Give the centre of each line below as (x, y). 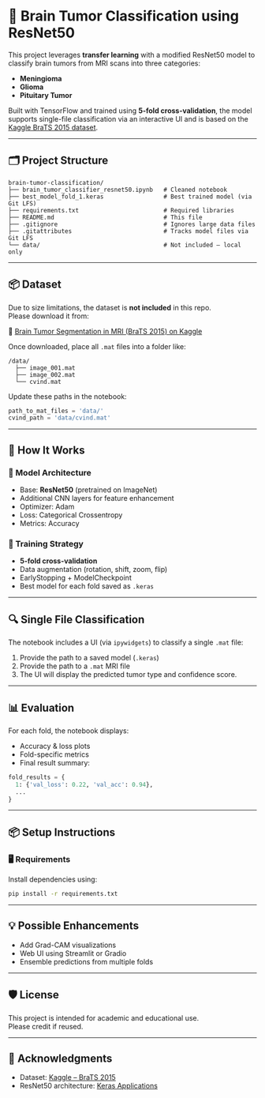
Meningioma (41, 78)
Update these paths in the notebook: (68, 396)
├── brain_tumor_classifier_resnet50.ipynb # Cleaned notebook (118, 190)
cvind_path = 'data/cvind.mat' (60, 418)
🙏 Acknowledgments (60, 1059)
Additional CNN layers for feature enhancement (97, 498)
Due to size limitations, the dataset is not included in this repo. (110, 307)
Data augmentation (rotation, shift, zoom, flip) (93, 570)
